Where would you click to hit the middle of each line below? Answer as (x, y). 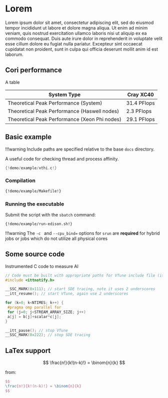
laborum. (14, 54)
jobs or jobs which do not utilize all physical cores (56, 238)
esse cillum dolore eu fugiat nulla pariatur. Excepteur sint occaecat (74, 43)
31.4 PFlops (140, 103)
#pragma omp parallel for (34, 307)
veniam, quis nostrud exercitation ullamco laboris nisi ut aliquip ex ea (76, 33)
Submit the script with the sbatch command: (50, 214)
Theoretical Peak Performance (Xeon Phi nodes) (64, 119)
